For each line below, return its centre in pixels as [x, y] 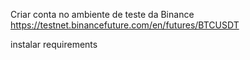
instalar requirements [54, 44]
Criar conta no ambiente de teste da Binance [102, 14]
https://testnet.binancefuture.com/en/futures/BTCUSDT [125, 25]
